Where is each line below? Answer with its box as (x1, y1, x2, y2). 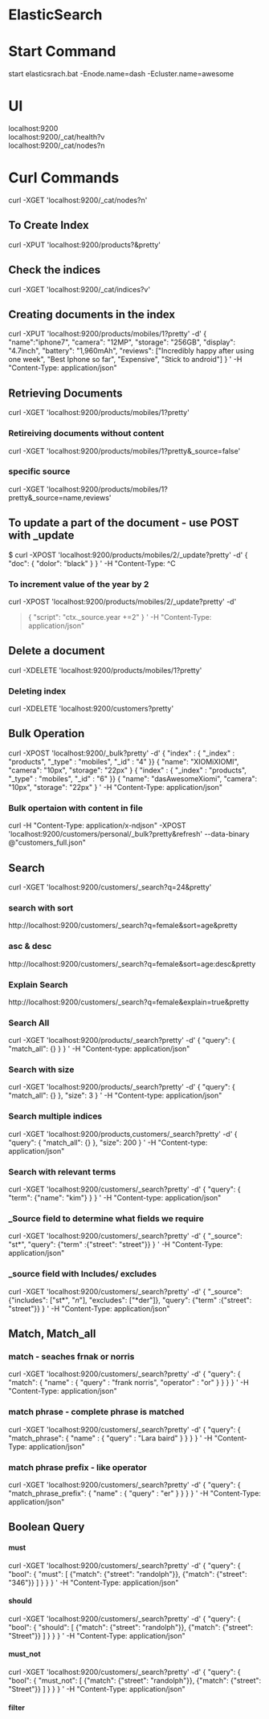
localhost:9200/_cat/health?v (8, 132, 105, 142)
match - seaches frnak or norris (8, 1350, 135, 1362)
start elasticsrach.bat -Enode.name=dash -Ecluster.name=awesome (8, 69, 234, 79)
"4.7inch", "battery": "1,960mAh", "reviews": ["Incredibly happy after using (8, 346, 255, 356)
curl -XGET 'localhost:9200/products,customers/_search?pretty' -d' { (8, 1129, 238, 1139)
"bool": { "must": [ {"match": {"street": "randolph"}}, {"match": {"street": (8, 1569, 247, 1578)
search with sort (8, 902, 74, 913)
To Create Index (8, 218, 90, 232)
